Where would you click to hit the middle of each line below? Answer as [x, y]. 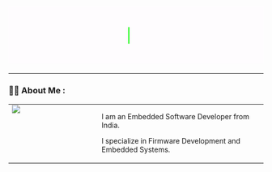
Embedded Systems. [136, 150]
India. [110, 125]
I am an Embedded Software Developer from [175, 117]
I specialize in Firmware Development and [171, 141]
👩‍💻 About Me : [37, 91]
